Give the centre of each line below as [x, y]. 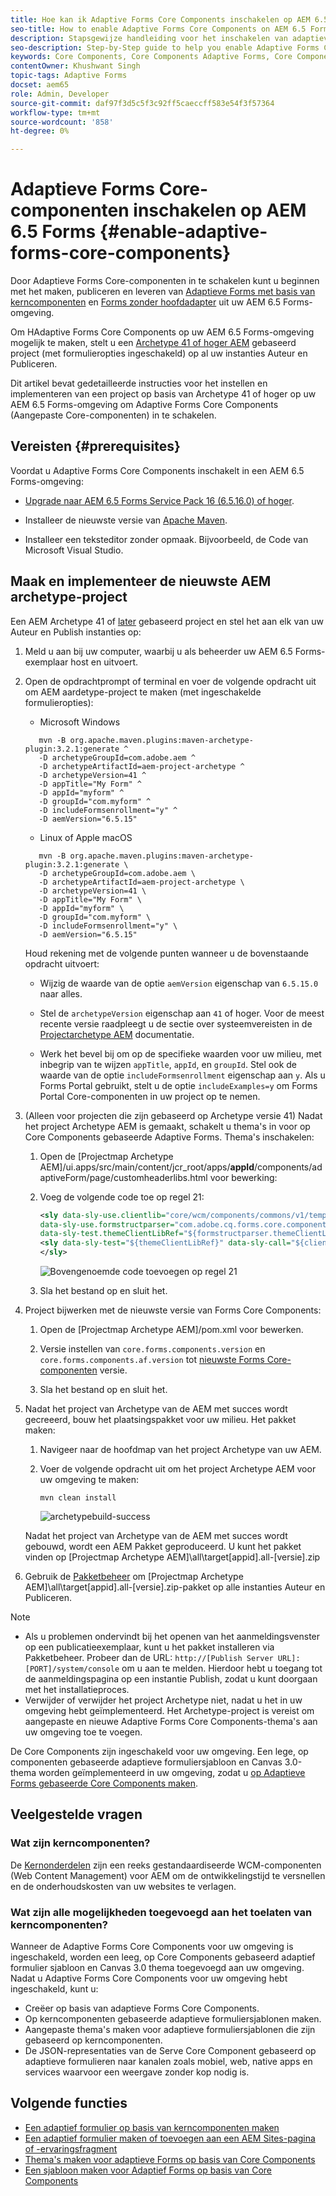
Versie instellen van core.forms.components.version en [152, 1349]
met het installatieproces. [77, 1690]
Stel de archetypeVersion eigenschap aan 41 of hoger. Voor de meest [182, 1013]
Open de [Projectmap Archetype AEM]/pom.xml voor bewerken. [171, 1330]
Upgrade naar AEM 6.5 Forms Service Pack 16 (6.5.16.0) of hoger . [159, 500]
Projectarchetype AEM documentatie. [117, 1034]
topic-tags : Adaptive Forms [69, 76]
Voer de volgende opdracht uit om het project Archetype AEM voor [178, 1469]
